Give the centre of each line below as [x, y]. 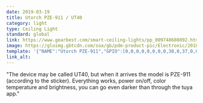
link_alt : [19, 57]
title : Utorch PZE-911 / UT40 [44, 18]
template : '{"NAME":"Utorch [42, 51]
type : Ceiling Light [32, 29]
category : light [27, 23]
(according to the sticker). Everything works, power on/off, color [86, 81]
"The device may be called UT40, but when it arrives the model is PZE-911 [98, 74]
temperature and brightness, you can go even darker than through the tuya [99, 87]
